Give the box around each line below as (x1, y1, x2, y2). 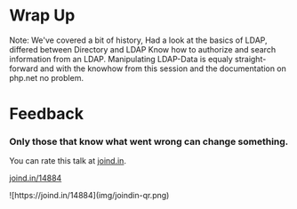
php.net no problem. (9, 72, 84, 83)
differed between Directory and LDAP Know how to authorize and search (9, 44, 277, 54)
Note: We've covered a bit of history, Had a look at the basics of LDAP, (9, 35, 268, 45)
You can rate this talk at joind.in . (9, 156, 127, 166)
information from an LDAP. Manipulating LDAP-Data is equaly (9, 53, 233, 64)
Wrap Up (9, 5, 76, 26)
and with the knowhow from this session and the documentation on (39, 63, 287, 74)
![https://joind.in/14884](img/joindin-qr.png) (9, 190, 170, 201)
